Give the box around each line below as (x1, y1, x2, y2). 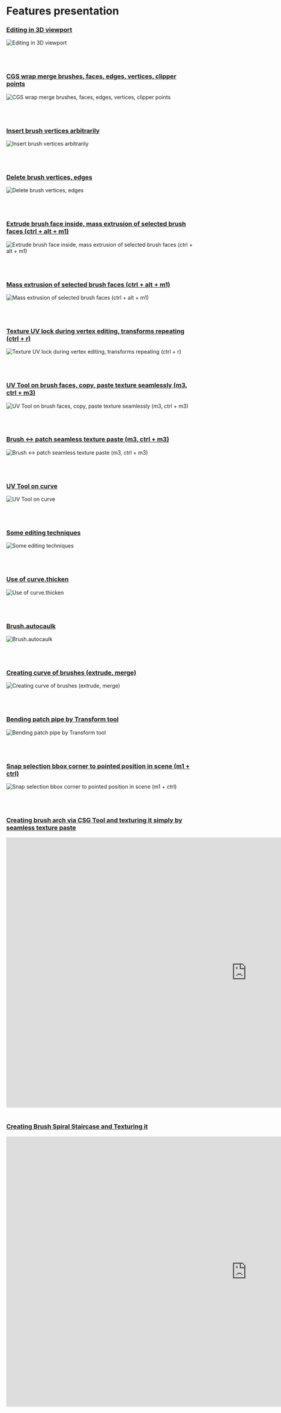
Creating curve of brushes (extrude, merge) (6, 668, 137, 677)
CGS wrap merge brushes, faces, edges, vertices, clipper (6, 72, 177, 80)
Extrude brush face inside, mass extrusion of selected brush (6, 220, 186, 228)
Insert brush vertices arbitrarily (6, 126, 100, 135)
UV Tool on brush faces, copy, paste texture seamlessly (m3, (6, 381, 188, 390)
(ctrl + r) (6, 334, 31, 343)
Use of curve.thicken (6, 575, 69, 584)
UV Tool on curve (6, 482, 58, 490)
